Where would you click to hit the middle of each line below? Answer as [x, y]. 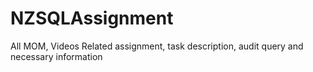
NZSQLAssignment [92, 18]
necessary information [56, 56]
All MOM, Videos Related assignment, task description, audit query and [157, 46]
